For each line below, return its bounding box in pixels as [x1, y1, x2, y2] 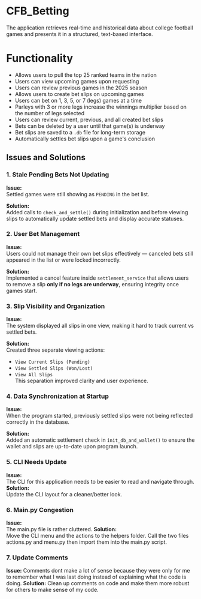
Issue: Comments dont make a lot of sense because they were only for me [6, 567, 190, 574]
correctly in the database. [6, 418, 70, 426]
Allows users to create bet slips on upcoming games [14, 90, 144, 97]
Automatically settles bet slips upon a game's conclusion [14, 135, 156, 142]
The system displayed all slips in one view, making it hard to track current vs [6, 322, 194, 330]
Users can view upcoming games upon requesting [14, 77, 139, 85]
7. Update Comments [6, 553, 68, 562]
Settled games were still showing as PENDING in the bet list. [6, 190, 150, 197]
